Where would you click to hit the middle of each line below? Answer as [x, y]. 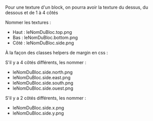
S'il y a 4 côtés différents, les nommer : [46, 62]
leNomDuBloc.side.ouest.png [43, 88]
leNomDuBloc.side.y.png [38, 113]
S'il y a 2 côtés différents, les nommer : [46, 98]
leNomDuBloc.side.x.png [38, 108]
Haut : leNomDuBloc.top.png [42, 32]
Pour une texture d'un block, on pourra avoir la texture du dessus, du [77, 7]
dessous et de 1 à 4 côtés [32, 13]
